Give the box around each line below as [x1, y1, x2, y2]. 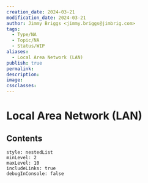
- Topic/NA [12, 37, 40, 43]
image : [6, 77, 23, 83]
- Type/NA [12, 32, 37, 38]
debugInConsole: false [6, 171, 64, 177]
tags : [6, 26, 20, 32]
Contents [6, 133, 43, 143]
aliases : [6, 49, 29, 55]
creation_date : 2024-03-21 [6, 9, 75, 15]
